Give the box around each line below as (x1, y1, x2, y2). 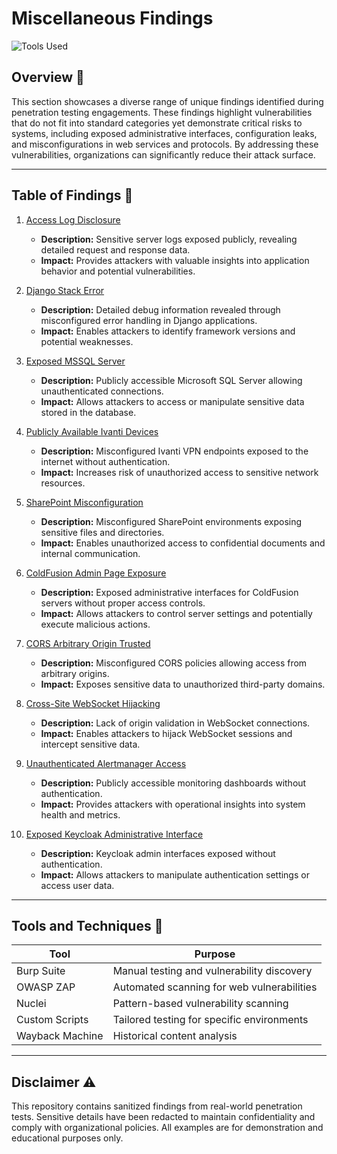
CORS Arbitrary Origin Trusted (25, 637, 151, 649)
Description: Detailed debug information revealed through (40, 303, 281, 316)
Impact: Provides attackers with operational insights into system (40, 798, 306, 810)
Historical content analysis (112, 1029, 238, 1043)
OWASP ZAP (16, 980, 76, 994)
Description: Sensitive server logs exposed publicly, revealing (40, 233, 298, 245)
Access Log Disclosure (25, 213, 121, 226)
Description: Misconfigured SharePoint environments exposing (40, 515, 303, 527)
